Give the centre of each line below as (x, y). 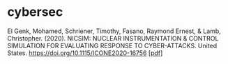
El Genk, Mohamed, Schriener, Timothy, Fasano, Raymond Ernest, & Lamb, (114, 31)
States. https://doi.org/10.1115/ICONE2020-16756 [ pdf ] (85, 53)
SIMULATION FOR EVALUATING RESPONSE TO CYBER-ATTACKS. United (112, 45)
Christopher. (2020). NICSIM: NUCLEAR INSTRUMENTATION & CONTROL (113, 38)
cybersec (35, 12)
